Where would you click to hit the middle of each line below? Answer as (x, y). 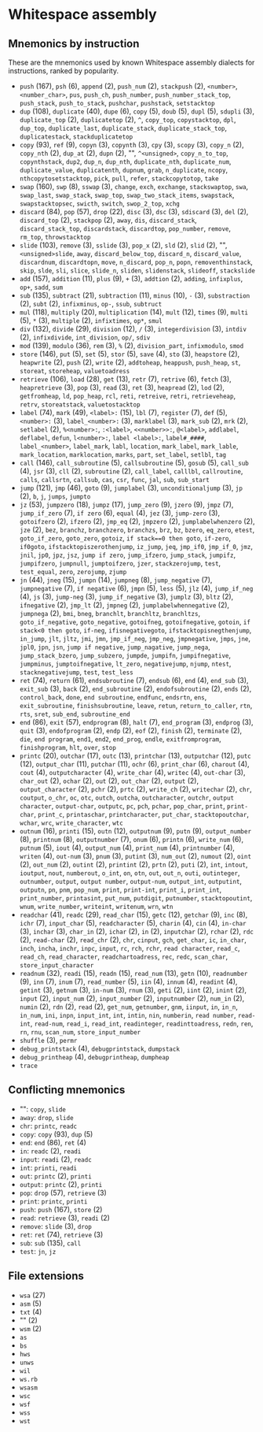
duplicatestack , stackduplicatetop (76, 136)
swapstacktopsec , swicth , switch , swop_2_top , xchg (100, 203)
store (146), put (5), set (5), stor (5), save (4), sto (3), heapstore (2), (130, 354)
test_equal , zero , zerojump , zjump (73, 571)
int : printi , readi (48, 1167)
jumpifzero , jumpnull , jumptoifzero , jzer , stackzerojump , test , (120, 563)
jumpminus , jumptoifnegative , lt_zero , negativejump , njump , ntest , (125, 664)
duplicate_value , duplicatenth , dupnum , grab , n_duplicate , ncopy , (124, 170)
